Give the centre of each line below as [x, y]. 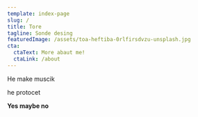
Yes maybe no [28, 106]
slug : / [18, 20]
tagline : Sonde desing [40, 33]
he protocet [24, 92]
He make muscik [31, 79]
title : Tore [24, 26]
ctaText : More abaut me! [49, 53]
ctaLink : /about [37, 59]
